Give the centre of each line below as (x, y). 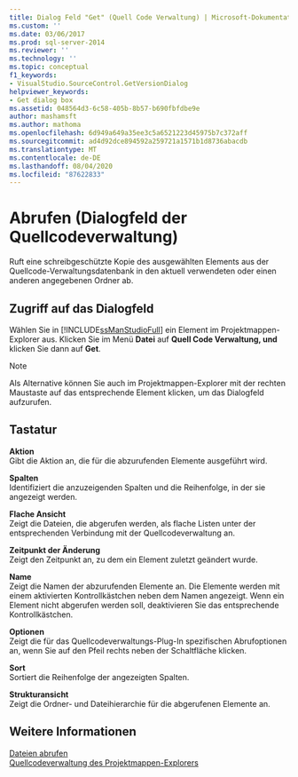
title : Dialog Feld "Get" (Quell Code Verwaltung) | (109, 17)
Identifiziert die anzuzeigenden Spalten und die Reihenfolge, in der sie (137, 487)
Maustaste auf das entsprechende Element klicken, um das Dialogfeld (137, 392)
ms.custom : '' (35, 26)
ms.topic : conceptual (49, 67)
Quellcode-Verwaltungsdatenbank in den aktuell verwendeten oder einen (143, 271)
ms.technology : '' (43, 59)
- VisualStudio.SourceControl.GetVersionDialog (99, 83)
